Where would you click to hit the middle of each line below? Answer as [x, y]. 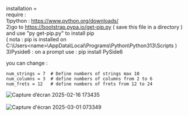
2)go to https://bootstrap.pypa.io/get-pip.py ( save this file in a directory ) [94, 27]
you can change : [27, 63]
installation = [22, 8]
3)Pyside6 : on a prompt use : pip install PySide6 [65, 52]
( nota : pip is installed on [36, 39]
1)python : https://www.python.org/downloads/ [62, 21]
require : [16, 15]
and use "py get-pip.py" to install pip [50, 33]
